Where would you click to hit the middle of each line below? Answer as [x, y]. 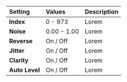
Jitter [17, 51]
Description [102, 12]
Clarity [19, 60]
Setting [19, 12]
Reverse [21, 41]
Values [56, 12]
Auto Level [25, 70]
